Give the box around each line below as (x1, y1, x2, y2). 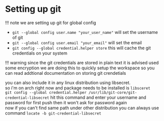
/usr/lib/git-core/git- (88, 90, 137, 95)
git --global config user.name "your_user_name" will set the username (12, 29, 158, 35)
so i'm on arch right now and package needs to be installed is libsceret (5, 85, 151, 91)
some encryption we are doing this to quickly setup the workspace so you (5, 65, 155, 71)
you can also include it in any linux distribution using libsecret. (5, 80, 131, 86)
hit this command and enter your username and (50, 94, 146, 100)
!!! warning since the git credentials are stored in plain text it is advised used (5, 60, 159, 65)
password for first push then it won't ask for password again (5, 99, 127, 105)
